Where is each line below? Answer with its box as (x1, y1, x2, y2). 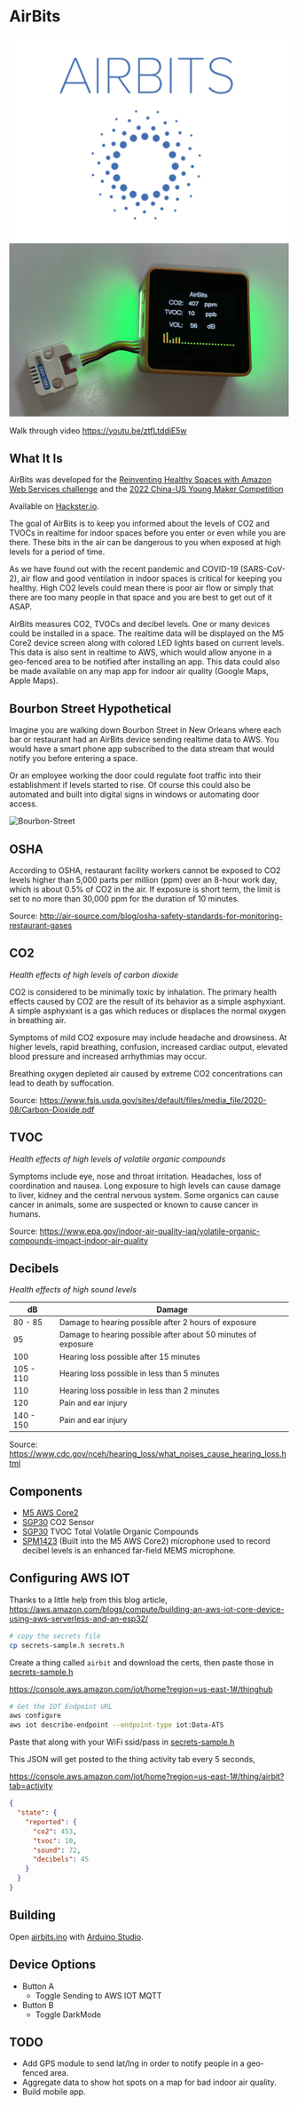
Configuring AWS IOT (9, 1570, 130, 1586)
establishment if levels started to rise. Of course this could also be (9, 780, 251, 791)
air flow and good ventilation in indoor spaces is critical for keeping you (20, 573, 282, 584)
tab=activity (9, 1781, 53, 1792)
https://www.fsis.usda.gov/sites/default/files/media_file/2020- (39, 1094, 268, 1105)
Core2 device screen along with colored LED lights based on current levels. (9, 638, 285, 648)
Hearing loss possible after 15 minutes (59, 1351, 201, 1362)
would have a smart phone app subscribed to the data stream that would (9, 743, 275, 754)
